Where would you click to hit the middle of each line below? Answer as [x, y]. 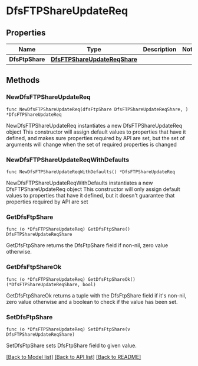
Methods [23, 80]
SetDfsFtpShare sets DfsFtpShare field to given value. [71, 345]
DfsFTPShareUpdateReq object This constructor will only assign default [93, 189]
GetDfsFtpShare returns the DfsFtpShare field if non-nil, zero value [87, 245]
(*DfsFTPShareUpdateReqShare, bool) [51, 284]
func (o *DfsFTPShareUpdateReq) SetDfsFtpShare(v [68, 329]
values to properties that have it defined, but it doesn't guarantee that [90, 195]
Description [160, 49]
